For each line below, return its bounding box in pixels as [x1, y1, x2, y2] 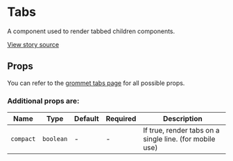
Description [162, 114, 202, 124]
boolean [42, 135, 68, 143]
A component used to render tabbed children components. [7, 27, 175, 35]
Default [74, 114, 99, 124]
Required [105, 114, 137, 124]
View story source [7, 40, 60, 48]
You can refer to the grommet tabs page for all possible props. [7, 79, 185, 87]
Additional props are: [7, 96, 80, 106]
